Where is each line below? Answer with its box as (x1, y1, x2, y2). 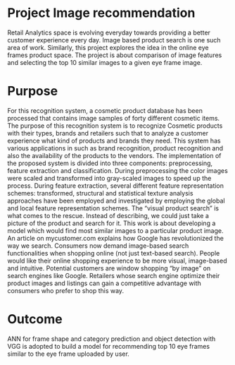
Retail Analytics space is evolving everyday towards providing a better (7, 28, 211, 37)
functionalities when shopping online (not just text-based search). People (7, 249, 220, 257)
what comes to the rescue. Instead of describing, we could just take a (7, 211, 210, 220)
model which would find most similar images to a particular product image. (7, 226, 224, 234)
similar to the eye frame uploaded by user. (7, 349, 130, 358)
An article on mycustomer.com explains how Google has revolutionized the (7, 234, 224, 242)
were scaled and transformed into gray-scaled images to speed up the (7, 174, 212, 182)
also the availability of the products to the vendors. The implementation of (7, 151, 222, 160)
